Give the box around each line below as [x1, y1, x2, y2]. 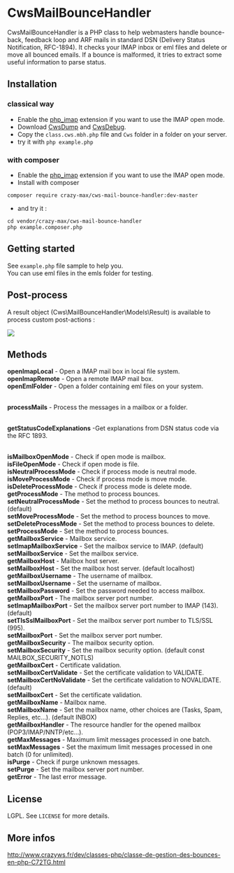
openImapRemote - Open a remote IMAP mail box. [7, 375, 154, 383]
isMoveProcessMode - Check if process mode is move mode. [7, 475, 187, 483]
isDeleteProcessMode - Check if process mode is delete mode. [7, 482, 192, 491]
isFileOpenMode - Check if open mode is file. [7, 460, 140, 469]
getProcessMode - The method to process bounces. [7, 490, 161, 498]
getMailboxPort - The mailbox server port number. [7, 594, 154, 603]
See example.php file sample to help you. [7, 261, 124, 270]
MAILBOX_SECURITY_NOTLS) [7, 654, 94, 662]
